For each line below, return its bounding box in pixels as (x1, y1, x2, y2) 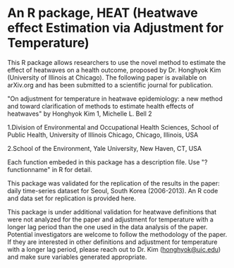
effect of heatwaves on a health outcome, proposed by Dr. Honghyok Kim (7, 66, 221, 74)
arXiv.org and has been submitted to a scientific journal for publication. (7, 80, 214, 89)
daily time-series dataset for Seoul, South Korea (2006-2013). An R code (7, 186, 218, 195)
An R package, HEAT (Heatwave (7, 5, 199, 21)
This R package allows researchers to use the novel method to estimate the (7, 58, 226, 66)
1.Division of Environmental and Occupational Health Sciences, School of (7, 123, 219, 131)
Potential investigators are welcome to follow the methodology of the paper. (7, 230, 228, 238)
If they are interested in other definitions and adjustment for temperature (7, 238, 218, 246)
